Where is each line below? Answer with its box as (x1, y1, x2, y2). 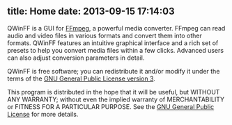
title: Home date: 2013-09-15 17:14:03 (7, 6, 176, 17)
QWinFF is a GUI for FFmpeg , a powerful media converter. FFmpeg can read (7, 24, 226, 32)
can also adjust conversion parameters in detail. (7, 53, 145, 62)
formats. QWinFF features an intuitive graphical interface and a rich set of (7, 38, 219, 47)
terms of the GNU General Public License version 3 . (7, 74, 155, 83)
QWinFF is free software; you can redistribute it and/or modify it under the (7, 67, 220, 75)
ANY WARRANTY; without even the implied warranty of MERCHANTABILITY (7, 95, 225, 103)
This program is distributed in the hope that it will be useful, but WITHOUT (7, 87, 220, 96)
